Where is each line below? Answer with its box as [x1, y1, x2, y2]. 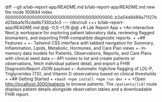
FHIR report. [5, 91, 30, 97]
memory [5, 50, 22, 56]
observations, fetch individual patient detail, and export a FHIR [5, 60, 130, 66]
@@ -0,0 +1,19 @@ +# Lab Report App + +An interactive [40, 25, 154, 30]
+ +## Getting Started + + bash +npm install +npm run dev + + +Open [5, 76, 146, 82]
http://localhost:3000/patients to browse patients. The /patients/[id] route [5, 81, 157, 87]
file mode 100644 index [5, 9, 53, 15]
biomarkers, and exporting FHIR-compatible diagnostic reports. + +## [5, 35, 145, 41]
